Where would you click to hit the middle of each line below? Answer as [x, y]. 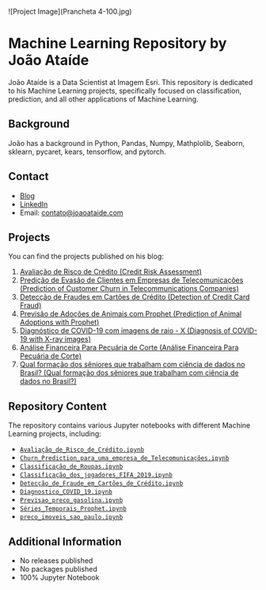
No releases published [56, 561]
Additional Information [65, 541]
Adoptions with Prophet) [59, 322]
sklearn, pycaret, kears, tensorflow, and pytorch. [87, 151]
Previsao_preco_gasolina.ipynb [71, 500]
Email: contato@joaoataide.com [72, 213]
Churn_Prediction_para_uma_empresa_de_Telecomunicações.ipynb [124, 458]
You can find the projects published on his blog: [86, 256]
